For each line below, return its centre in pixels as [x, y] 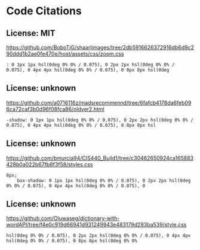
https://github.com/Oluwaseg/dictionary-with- [63, 218]
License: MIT [31, 33]
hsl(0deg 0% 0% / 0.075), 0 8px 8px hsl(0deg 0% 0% [72, 241]
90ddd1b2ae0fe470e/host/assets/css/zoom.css [65, 54]
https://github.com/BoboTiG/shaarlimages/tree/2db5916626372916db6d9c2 [100, 47]
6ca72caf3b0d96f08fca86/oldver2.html [55, 109]
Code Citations [44, 11]
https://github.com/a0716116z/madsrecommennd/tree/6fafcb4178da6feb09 [99, 102]
